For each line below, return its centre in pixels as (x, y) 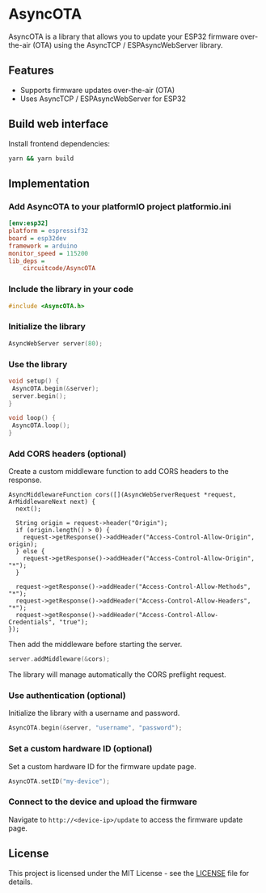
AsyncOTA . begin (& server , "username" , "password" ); (95, 728)
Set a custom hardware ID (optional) (80, 749)
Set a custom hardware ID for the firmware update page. (102, 766)
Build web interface (59, 124)
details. (21, 882)
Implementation (49, 183)
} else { (30, 552)
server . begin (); (39, 396)
